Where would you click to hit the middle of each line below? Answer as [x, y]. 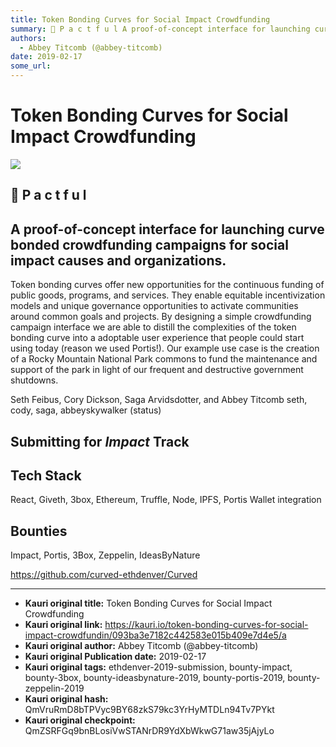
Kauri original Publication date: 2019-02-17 [115, 657]
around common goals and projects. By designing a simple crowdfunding [161, 317]
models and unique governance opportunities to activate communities [154, 306]
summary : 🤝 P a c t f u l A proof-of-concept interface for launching [160, 29]
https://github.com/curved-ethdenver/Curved [104, 575]
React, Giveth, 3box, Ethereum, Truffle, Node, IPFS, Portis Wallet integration [166, 500]
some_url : [31, 66]
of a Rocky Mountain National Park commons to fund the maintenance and [164, 359]
